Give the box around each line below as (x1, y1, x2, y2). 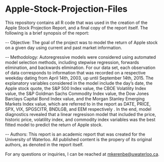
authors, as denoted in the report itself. (5, 141, 84, 147)
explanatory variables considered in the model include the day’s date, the (5, 80, 153, 86)
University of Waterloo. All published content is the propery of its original (5, 136, 152, 142)
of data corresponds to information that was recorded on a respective (5, 69, 146, 75)
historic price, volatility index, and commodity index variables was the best (5, 116, 156, 122)
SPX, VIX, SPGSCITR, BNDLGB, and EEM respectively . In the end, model (5, 106, 152, 112)
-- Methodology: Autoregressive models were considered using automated (5, 54, 156, 60)
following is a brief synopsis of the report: (5, 30, 90, 36)
